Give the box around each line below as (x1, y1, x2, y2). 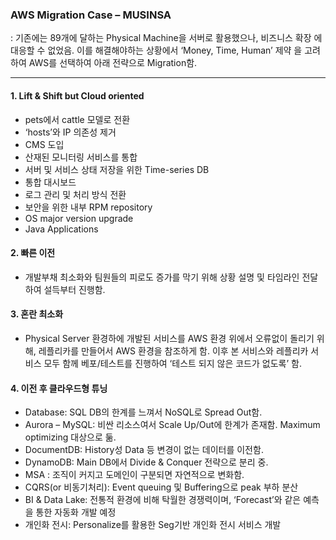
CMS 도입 (24, 138, 65, 150)
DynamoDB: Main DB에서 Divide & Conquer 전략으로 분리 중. (24, 456, 269, 468)
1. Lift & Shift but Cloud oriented (10, 89, 145, 102)
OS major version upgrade (24, 212, 134, 224)
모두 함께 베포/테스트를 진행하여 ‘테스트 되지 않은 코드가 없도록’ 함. (43, 357, 302, 369)
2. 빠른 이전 (10, 247, 56, 259)
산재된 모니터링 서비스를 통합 (24, 151, 138, 163)
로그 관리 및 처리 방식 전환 (24, 188, 127, 200)
